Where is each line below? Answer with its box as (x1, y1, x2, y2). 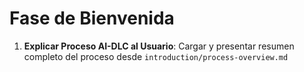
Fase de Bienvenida (9, 7, 175, 30)
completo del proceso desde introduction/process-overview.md (23, 50, 289, 62)
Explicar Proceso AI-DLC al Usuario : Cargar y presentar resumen (23, 40, 295, 52)
